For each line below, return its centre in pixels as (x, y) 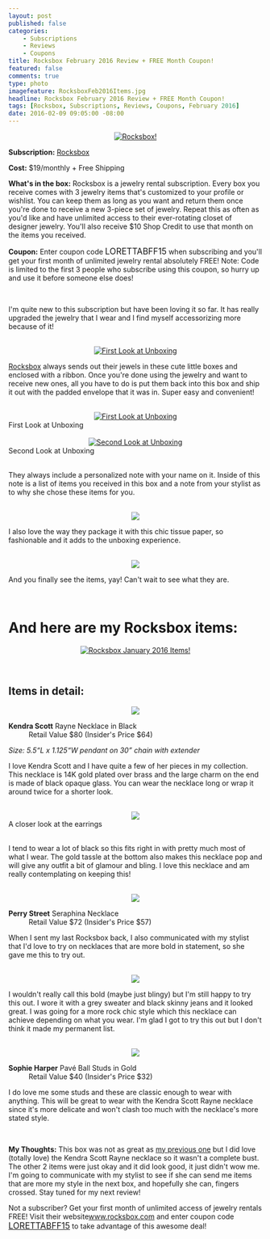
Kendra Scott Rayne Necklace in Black (73, 726)
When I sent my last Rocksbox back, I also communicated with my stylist (129, 938)
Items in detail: (46, 691)
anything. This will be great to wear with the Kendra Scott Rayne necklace (131, 1101)
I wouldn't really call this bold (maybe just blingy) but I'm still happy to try (130, 994)
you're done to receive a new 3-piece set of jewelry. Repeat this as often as (134, 209)
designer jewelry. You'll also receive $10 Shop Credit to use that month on (131, 226)
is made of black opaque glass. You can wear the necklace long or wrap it (131, 783)
